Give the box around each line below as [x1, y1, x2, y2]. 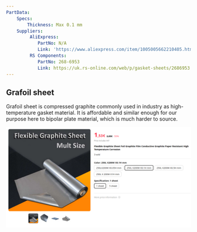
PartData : [6, 9, 30, 15]
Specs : [16, 15, 33, 22]
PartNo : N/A [37, 40, 67, 46]
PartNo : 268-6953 [37, 59, 80, 64]
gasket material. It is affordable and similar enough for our [37, 109, 177, 117]
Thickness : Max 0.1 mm [27, 22, 83, 28]
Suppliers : [16, 28, 43, 34]
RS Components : [29, 53, 67, 59]
